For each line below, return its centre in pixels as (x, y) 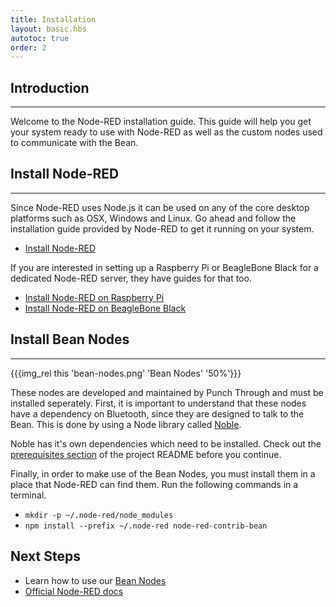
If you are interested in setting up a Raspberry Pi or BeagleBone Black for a (164, 267)
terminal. (28, 495)
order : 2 (28, 47)
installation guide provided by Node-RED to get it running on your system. (162, 228)
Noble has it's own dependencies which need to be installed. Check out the (166, 443)
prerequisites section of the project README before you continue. (146, 454)
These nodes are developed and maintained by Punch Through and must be (167, 392)
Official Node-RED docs (74, 591)
